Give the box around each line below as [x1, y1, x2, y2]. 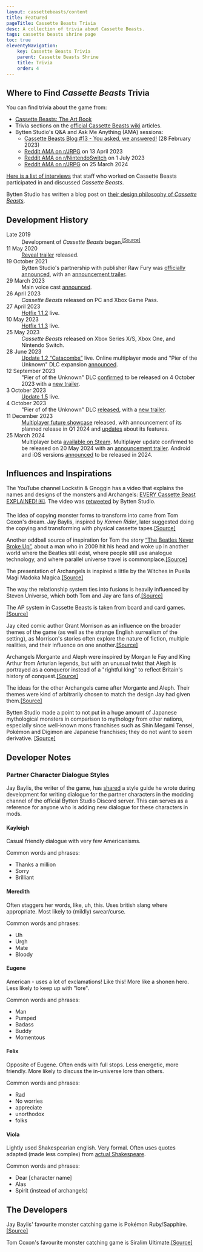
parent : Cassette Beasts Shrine [17, 54, 99, 60]
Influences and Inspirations [6, 468, 112, 479]
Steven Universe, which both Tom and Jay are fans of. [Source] [6, 592, 163, 599]
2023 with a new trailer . [21, 380, 81, 387]
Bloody [15, 951, 33, 958]
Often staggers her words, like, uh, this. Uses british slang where [6, 901, 168, 909]
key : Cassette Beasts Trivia [17, 49, 91, 55]
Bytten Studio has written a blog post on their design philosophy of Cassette [6, 190, 197, 198]
